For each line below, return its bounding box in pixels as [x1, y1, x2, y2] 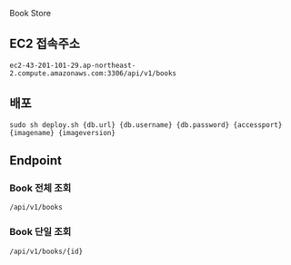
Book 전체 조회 [9, 182, 72, 194]
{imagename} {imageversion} [9, 128, 116, 137]
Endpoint [9, 153, 62, 169]
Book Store [9, 8, 52, 18]
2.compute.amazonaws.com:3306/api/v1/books [9, 68, 177, 78]
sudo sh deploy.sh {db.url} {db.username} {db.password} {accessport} [9, 120, 283, 130]
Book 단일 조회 [9, 226, 72, 239]
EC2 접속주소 [9, 36, 80, 52]
